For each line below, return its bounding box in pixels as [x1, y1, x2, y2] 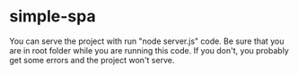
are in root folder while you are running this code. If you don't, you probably [9, 45, 289, 55]
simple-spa [9, 6, 96, 27]
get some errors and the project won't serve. [9, 54, 175, 65]
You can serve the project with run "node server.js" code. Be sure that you [9, 36, 285, 46]
